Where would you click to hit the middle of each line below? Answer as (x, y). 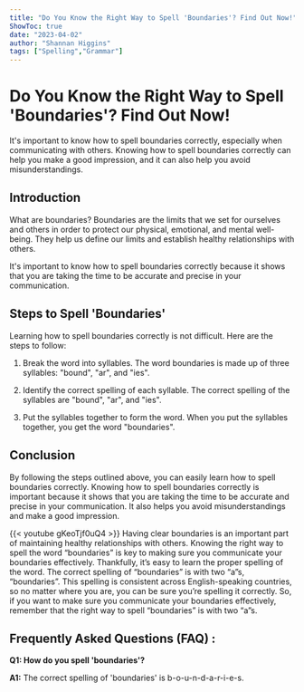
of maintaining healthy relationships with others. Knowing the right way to (147, 543)
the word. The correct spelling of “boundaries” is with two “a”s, (127, 572)
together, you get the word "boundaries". (99, 427)
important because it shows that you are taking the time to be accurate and (149, 496)
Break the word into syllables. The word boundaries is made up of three (156, 362)
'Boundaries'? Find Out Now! (120, 115)
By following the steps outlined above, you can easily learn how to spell (142, 477)
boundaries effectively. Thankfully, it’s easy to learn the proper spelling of (146, 562)
